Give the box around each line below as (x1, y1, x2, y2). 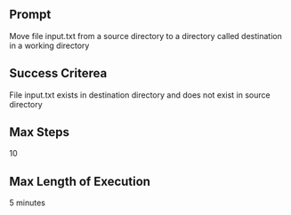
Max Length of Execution (9, 173, 151, 189)
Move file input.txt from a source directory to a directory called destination (9, 30, 282, 41)
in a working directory (9, 40, 90, 51)
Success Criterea (9, 66, 108, 81)
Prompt (9, 7, 52, 22)
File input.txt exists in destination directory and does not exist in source (9, 89, 271, 100)
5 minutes (9, 197, 46, 208)
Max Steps (9, 124, 69, 140)
